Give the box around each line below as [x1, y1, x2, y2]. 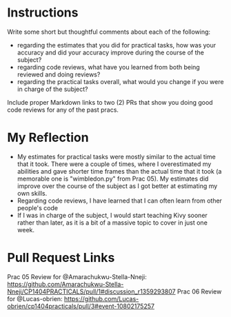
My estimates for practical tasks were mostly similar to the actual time [17, 152, 216, 161]
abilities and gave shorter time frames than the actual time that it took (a [17, 167, 222, 175]
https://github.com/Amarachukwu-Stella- [7, 280, 124, 288]
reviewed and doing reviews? [17, 70, 101, 79]
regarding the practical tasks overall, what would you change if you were [17, 77, 224, 85]
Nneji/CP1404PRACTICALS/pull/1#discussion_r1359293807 [7, 287, 176, 296]
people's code [17, 203, 59, 212]
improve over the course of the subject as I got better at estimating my [17, 181, 218, 190]
